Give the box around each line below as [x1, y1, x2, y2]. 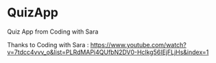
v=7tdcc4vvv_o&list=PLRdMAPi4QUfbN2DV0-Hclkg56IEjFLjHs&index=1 [7, 48, 209, 56]
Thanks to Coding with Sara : [7, 40, 89, 49]
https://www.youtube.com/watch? [90, 40, 187, 49]
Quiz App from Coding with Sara [7, 27, 99, 36]
